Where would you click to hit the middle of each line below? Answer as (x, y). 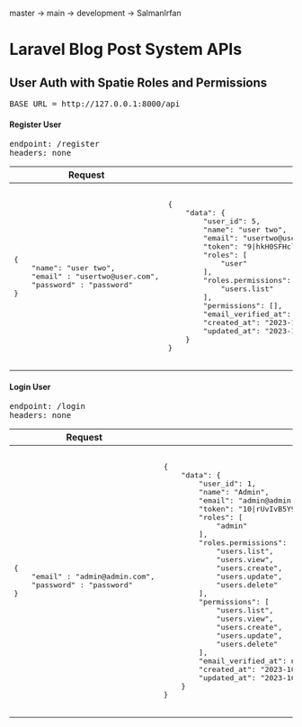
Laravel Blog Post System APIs (126, 50)
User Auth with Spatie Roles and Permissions (138, 82)
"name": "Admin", (234, 492)
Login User (30, 386)
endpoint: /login (47, 406)
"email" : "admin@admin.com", (93, 577)
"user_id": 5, (231, 221)
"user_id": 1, (227, 484)
